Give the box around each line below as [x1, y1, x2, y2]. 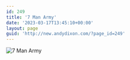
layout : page [6, 25, 38, 31]
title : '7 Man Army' [6, 14, 57, 20]
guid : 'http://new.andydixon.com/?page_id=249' [6, 31, 126, 37]
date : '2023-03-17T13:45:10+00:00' [6, 20, 94, 26]
